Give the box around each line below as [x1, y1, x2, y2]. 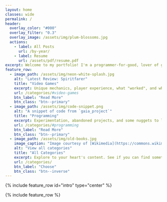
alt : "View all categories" [14, 146, 72, 151]
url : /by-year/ [18, 49, 50, 54]
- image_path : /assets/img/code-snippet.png [9, 104, 103, 109]
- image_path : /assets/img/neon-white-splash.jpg [9, 72, 114, 77]
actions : [9, 40, 28, 45]
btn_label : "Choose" [14, 164, 57, 169]
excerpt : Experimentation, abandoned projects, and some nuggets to [14, 118, 159, 123]
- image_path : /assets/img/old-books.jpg [9, 136, 97, 141]
